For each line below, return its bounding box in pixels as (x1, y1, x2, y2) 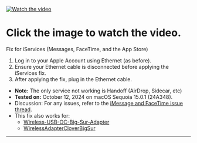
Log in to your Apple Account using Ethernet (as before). (14, 56, 151, 64)
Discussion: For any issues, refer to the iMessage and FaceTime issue (14, 99, 184, 107)
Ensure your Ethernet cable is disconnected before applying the (14, 63, 169, 70)
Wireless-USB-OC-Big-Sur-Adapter (23, 118, 110, 125)
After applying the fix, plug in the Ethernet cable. (14, 75, 132, 82)
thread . (14, 106, 32, 113)
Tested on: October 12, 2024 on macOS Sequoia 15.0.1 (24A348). (14, 93, 173, 100)
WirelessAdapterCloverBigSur (23, 124, 96, 132)
